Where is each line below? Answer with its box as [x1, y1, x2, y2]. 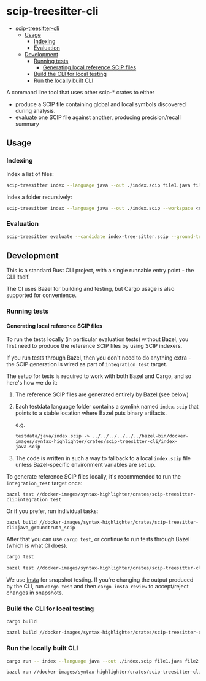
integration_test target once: [6, 480, 83, 487]
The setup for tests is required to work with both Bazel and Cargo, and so [6, 372, 192, 380]
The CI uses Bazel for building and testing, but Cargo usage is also [6, 285, 175, 293]
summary [15, 120, 40, 127]
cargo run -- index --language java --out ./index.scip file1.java [6, 658, 183, 664]
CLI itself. [6, 273, 31, 280]
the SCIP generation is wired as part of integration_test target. [6, 361, 167, 368]
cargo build [6, 618, 37, 625]
